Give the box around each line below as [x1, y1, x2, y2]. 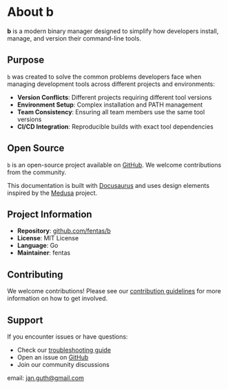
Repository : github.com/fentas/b [17, 227, 112, 235]
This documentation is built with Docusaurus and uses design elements [7, 181, 210, 189]
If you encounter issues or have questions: [7, 333, 128, 341]
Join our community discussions [17, 361, 110, 368]
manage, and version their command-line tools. [7, 34, 141, 42]
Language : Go [17, 242, 59, 250]
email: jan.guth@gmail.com [7, 374, 85, 382]
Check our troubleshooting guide [17, 346, 112, 354]
